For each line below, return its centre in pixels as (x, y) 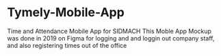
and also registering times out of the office (67, 45)
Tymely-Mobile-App (66, 12)
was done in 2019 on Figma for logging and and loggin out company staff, (111, 38)
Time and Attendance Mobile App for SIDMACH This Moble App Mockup (109, 31)
